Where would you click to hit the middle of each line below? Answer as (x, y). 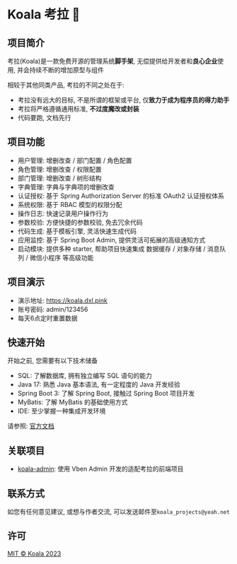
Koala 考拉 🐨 (44, 14)
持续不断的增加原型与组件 (67, 70)
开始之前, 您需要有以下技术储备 (52, 360)
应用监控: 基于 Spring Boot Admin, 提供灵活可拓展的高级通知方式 (111, 240)
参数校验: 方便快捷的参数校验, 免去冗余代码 (80, 222)
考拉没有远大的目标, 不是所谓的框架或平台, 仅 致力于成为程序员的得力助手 (123, 100)
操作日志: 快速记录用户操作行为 (63, 213)
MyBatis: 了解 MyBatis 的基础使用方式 (73, 402)
